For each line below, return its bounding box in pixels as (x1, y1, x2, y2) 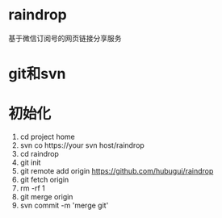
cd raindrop (19, 149, 59, 159)
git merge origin (19, 192, 73, 202)
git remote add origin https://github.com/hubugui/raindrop (19, 166, 214, 176)
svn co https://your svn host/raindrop (19, 140, 145, 150)
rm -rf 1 (19, 183, 46, 193)
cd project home (19, 132, 75, 142)
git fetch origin (19, 175, 69, 185)
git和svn (8, 65, 66, 83)
